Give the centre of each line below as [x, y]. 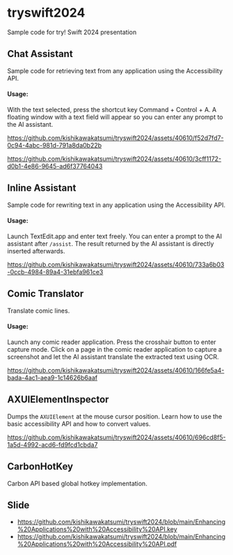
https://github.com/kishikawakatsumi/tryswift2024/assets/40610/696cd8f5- [116, 437]
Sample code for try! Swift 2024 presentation [72, 32]
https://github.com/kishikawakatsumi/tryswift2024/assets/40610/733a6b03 [116, 264]
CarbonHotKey [40, 467]
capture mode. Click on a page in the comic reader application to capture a [115, 349]
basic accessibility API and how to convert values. [79, 423]
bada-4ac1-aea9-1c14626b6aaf [53, 377]
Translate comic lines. [39, 311]
